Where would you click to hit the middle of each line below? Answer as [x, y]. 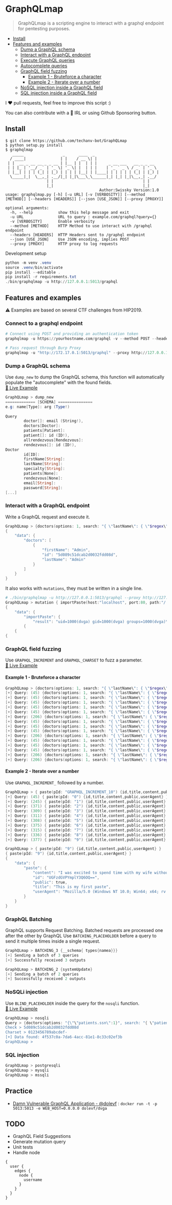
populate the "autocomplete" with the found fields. [59, 383]
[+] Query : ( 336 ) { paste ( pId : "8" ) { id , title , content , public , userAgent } [86, 835]
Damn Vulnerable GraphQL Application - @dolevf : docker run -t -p [85, 1103]
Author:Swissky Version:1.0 [129, 190]
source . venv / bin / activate [34, 267]
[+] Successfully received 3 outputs [46, 960]
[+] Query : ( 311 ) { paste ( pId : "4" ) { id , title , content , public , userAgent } [86, 816]
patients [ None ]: [41, 474]
